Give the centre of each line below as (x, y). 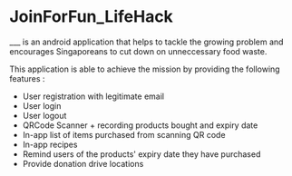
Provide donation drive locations (83, 163)
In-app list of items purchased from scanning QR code (124, 134)
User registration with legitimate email (93, 96)
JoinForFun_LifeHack (92, 17)
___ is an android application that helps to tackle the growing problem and (146, 42)
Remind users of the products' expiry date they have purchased (141, 154)
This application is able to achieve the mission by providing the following (145, 69)
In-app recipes (50, 144)
